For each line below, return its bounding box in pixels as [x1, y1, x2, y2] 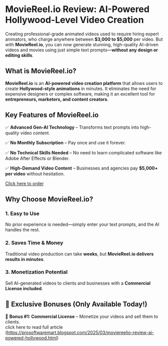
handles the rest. [5, 227, 40, 233]
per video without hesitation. [5, 170, 65, 177]
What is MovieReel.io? [5, 67, 77, 75]
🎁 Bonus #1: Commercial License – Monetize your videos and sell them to [5, 313, 158, 319]
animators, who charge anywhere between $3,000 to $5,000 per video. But [5, 36, 163, 42]
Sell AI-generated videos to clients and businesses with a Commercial [5, 280, 151, 286]
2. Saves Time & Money [5, 239, 64, 246]
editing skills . [5, 52, 34, 58]
